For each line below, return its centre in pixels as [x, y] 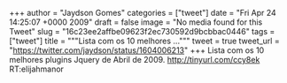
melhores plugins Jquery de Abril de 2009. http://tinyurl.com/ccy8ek [135, 60]
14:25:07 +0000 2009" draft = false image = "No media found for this [136, 22]
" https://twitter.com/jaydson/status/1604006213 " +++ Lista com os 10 [137, 50]
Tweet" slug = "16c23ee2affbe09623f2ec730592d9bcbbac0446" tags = [142, 31]
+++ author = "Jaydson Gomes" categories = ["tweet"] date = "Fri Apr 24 [143, 13]
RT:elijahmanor [37, 69]
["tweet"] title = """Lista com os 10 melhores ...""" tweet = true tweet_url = [145, 41]
